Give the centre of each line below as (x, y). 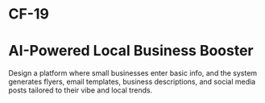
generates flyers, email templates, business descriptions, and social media (132, 82)
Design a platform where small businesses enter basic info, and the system (133, 73)
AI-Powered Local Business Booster (131, 51)
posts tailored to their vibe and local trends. (81, 90)
